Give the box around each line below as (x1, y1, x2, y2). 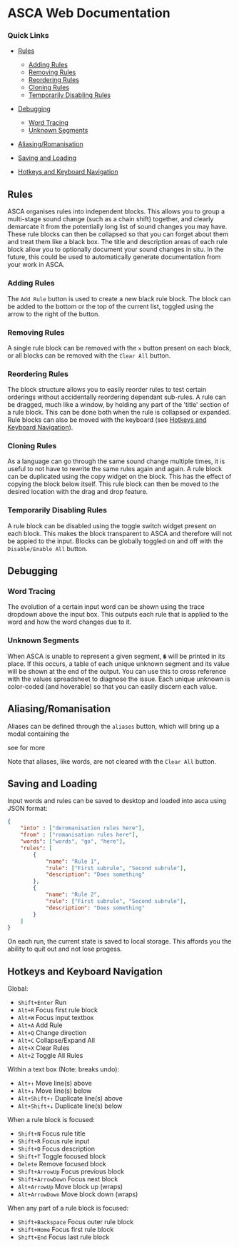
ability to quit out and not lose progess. (7, 944, 123, 954)
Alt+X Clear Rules (17, 1044, 70, 1052)
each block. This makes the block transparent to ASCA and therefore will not (7, 529, 233, 537)
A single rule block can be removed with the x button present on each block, (7, 343, 232, 352)
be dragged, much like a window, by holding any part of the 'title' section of (7, 400, 230, 409)
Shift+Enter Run (17, 998, 67, 1007)
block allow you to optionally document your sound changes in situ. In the (7, 245, 224, 254)
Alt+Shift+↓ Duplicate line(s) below (17, 1101, 123, 1111)
